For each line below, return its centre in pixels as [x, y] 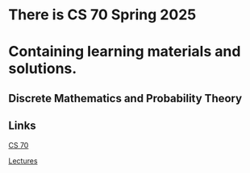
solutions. [43, 69]
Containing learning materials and [125, 52]
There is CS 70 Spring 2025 [102, 15]
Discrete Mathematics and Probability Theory [125, 98]
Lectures [23, 161]
